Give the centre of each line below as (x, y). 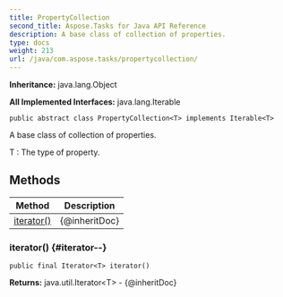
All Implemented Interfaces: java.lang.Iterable (95, 102)
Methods (35, 180)
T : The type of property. (55, 152)
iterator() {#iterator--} (58, 247)
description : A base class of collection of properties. (118, 34)
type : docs (30, 42)
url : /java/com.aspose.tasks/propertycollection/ (104, 59)
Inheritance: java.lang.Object (64, 85)
